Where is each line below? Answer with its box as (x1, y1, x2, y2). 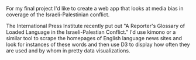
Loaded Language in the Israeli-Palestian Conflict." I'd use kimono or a (6, 29, 176, 36)
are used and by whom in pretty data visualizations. (6, 47, 130, 54)
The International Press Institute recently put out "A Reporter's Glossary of (6, 23, 185, 29)
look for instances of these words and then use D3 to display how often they (6, 41, 190, 48)
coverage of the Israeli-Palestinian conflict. (6, 11, 110, 18)
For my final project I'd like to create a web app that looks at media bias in (6, 5, 184, 12)
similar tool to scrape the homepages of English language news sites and (6, 35, 183, 41)
